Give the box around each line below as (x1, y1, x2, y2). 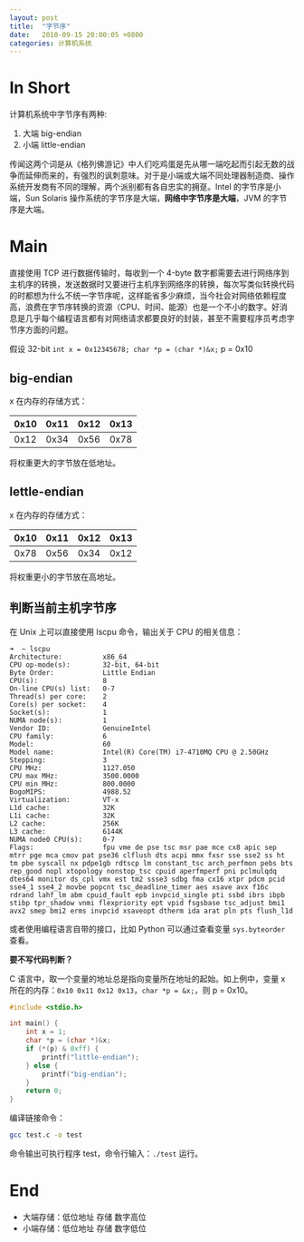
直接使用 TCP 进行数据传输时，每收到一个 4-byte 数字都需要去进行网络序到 (9, 268, 290, 279)
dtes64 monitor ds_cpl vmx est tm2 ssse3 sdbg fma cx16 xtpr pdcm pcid (9, 875, 285, 884)
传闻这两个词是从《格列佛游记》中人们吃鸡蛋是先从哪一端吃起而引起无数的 (9, 159, 287, 170)
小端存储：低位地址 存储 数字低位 (22, 1223, 147, 1234)
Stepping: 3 (9, 755, 107, 765)
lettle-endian (9, 484, 84, 500)
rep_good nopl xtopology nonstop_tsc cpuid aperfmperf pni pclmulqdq (9, 866, 278, 875)
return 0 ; (25, 1086, 63, 1096)
